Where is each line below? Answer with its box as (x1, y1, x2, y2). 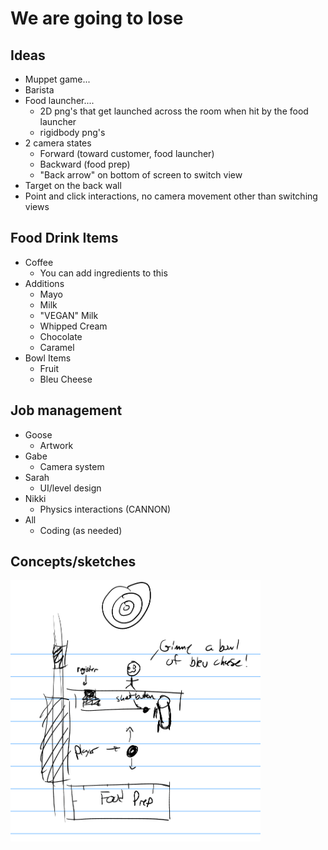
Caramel (39, 341, 75, 353)
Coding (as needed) (39, 524, 123, 536)
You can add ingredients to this (39, 267, 168, 279)
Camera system (39, 460, 105, 472)
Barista (24, 84, 55, 96)
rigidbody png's (39, 127, 106, 138)
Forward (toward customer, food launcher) (39, 148, 215, 159)
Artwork (39, 439, 74, 451)
